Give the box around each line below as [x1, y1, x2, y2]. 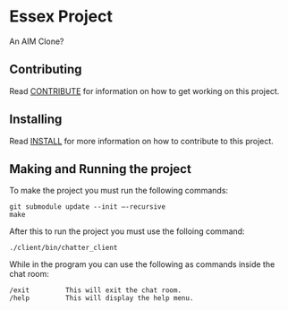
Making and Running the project [9, 161, 192, 177]
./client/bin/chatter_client [9, 244, 118, 253]
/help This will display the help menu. [9, 294, 194, 303]
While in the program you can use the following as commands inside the [9, 259, 275, 270]
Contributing [9, 62, 82, 77]
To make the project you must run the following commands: [9, 186, 229, 196]
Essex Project [9, 6, 114, 27]
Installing [9, 112, 63, 127]
